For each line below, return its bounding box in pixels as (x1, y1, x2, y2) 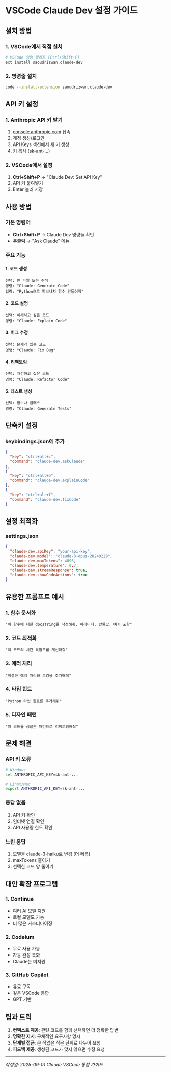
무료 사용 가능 (12, 945, 40, 951)
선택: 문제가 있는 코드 (5, 342, 46, 347)
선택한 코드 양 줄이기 (12, 863, 54, 870)
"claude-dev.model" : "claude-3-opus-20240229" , (10, 554, 113, 559)
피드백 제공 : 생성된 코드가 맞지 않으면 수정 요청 (12, 1046, 105, 1052)
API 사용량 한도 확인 (12, 824, 53, 830)
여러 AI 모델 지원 (12, 908, 46, 914)
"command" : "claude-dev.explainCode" (10, 478, 90, 483)
